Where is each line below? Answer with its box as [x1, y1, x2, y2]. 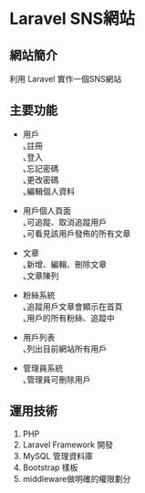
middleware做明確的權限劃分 [22, 473, 131, 484]
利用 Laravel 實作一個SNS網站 [9, 74, 122, 84]
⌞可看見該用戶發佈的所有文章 [22, 227, 131, 238]
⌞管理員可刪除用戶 [22, 373, 91, 384]
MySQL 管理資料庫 [22, 450, 93, 461]
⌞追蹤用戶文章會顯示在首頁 [22, 300, 123, 311]
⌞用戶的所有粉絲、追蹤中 [22, 312, 116, 323]
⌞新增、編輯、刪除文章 [22, 258, 108, 269]
